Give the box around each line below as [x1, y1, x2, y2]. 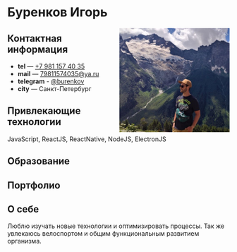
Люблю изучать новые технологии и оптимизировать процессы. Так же [7, 222, 225, 230]
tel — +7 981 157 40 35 [17, 62, 85, 71]
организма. [7, 237, 42, 246]
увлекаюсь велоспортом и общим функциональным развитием [7, 229, 200, 238]
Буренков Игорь [7, 4, 108, 20]
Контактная [7, 32, 62, 44]
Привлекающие [7, 105, 81, 117]
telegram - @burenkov [17, 77, 85, 85]
